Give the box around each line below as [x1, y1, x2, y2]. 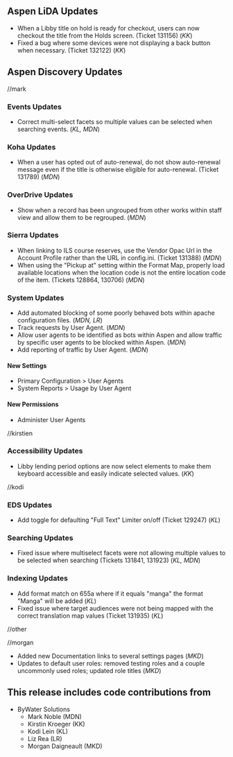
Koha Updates [7, 142, 56, 152]
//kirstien [7, 429, 33, 437]
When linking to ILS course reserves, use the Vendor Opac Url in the [17, 246, 213, 254]
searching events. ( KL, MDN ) [17, 125, 101, 133]
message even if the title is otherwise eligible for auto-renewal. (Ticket [17, 166, 219, 174]
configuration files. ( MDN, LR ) [17, 316, 103, 324]
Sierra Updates [7, 230, 59, 240]
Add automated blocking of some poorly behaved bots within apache [17, 308, 215, 317]
